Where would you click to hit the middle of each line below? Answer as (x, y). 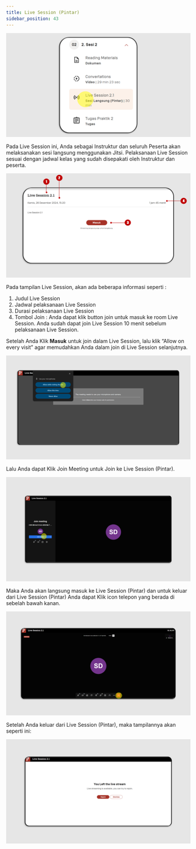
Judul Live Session (37, 298)
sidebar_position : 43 (32, 19)
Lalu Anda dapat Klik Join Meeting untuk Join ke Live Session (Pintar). (90, 469)
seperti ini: (19, 731)
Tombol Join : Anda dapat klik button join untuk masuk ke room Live (96, 317)
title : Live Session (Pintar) (43, 12)
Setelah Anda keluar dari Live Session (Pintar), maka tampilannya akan (91, 725)
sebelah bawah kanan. (33, 603)
